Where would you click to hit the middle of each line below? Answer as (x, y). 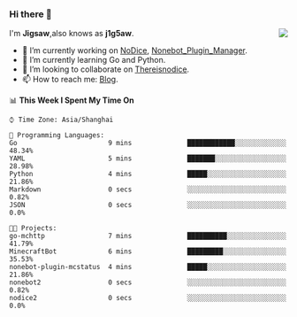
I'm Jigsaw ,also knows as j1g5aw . (72, 34)
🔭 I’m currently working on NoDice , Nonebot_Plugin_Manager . (134, 50)
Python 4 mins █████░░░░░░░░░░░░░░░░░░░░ (148, 174)
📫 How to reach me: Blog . (70, 80)
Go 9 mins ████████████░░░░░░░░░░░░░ (148, 143)
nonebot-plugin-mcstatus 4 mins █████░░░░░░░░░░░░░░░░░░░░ (148, 267)
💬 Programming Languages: (57, 135)
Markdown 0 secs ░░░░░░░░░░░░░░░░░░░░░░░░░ (148, 189)
